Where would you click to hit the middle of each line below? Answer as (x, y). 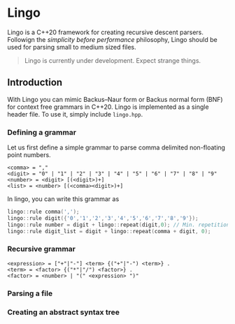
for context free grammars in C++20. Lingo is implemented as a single (108, 107)
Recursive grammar (41, 249)
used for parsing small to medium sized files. (72, 47)
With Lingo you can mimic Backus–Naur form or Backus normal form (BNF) (115, 99)
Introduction (35, 83)
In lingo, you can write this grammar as (63, 199)
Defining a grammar (42, 132)
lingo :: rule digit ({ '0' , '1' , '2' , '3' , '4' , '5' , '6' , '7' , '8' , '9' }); (103, 218)
